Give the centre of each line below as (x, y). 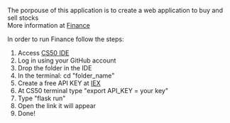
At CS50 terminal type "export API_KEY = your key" (93, 91)
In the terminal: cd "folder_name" (66, 75)
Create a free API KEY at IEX (59, 83)
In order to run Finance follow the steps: (66, 39)
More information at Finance (49, 25)
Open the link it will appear (56, 106)
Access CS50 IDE (43, 53)
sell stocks (23, 18)
